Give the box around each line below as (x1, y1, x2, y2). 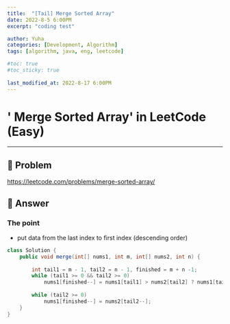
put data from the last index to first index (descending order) (16, 233, 188, 242)
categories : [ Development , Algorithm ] (7, 42, 118, 49)
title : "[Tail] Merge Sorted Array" (7, 10, 115, 17)
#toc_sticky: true (7, 67, 60, 73)
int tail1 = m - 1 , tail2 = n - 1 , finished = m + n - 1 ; (31, 266, 198, 273)
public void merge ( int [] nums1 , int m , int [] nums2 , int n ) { (19, 253, 201, 260)
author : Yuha (7, 35, 44, 42)
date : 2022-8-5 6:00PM (7, 16, 72, 23)
